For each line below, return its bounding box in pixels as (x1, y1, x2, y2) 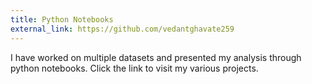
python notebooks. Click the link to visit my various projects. (10, 62, 259, 74)
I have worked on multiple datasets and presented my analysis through (10, 51, 302, 63)
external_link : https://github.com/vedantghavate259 (10, 24, 235, 34)
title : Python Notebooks (10, 14, 114, 25)
